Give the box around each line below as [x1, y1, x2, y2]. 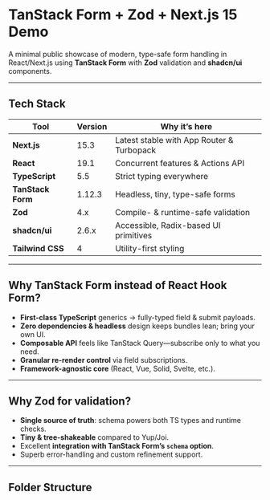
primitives [115, 230, 153, 241]
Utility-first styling [115, 242, 185, 254]
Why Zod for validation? [8, 394, 131, 408]
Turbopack [115, 144, 157, 156]
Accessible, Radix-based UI [115, 219, 221, 230]
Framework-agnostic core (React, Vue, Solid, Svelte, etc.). [19, 364, 215, 373]
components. [8, 66, 52, 75]
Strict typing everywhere [115, 170, 209, 181]
